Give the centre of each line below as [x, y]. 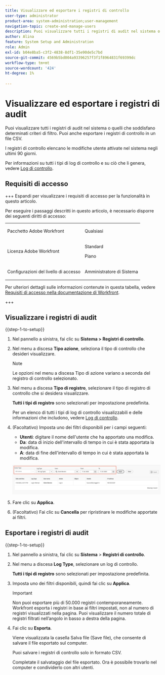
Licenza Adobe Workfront [33, 251]
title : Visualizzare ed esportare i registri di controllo [67, 10]
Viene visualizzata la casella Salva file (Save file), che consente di [79, 637]
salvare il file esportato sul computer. [50, 643]
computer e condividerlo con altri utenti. [53, 667]
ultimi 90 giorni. [21, 153]
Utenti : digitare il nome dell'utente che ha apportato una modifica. [87, 437]
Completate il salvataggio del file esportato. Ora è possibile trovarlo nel [84, 662]
